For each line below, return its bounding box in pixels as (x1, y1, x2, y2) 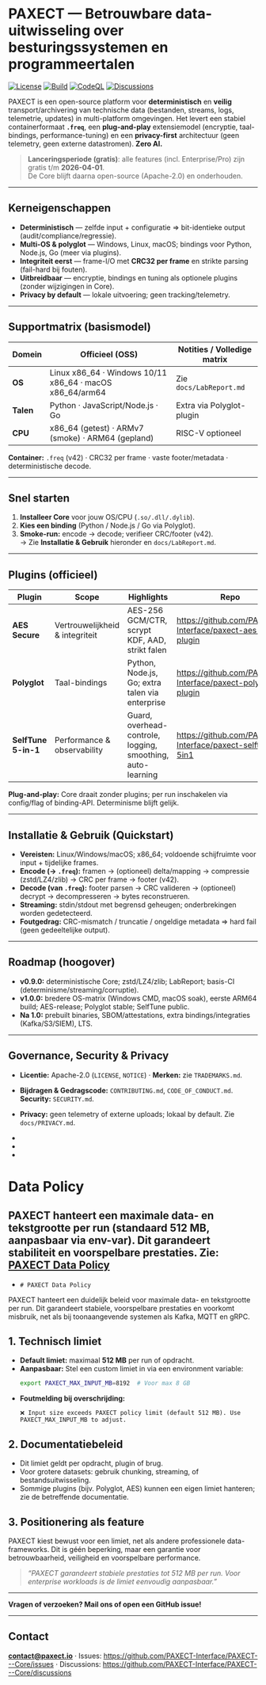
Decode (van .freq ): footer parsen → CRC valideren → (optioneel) (19, 883, 236, 892)
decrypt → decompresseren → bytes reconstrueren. (19, 892, 190, 901)
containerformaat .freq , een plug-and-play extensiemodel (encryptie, (8, 122, 238, 132)
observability (54, 745, 103, 756)
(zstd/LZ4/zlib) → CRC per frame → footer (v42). (19, 875, 180, 884)
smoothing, (127, 749, 169, 761)
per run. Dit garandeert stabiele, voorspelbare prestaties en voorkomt (8, 1303, 235, 1313)
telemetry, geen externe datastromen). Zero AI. (8, 139, 163, 148)
